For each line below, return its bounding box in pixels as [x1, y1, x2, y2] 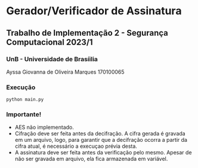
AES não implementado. [14, 123, 75, 131]
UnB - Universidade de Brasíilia [6, 55, 98, 63]
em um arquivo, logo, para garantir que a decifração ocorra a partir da [14, 137, 188, 144]
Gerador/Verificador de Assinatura [6, 4, 182, 18]
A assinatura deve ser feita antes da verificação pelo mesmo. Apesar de [14, 149, 192, 156]
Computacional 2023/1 [6, 37, 94, 47]
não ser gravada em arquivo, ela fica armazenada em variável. [14, 156, 168, 163]
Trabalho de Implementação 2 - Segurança [6, 28, 168, 38]
